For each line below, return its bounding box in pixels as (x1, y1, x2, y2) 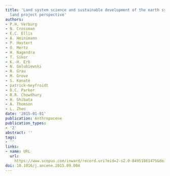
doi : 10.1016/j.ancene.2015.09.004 (5, 163, 80, 168)
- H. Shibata (5, 97, 33, 102)
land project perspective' (10, 12, 67, 17)
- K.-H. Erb (5, 59, 30, 64)
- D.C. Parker (5, 87, 35, 93)
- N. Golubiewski (5, 64, 42, 69)
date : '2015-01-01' (5, 111, 47, 117)
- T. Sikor (5, 54, 28, 60)
